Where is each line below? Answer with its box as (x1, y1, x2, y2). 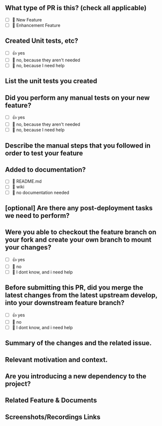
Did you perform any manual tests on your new (5, 94, 150, 102)
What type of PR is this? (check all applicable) (5, 4, 147, 12)
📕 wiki (12, 184, 24, 190)
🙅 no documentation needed (12, 190, 70, 195)
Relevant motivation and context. (5, 355, 108, 364)
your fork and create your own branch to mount (5, 236, 152, 244)
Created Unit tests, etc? (5, 37, 78, 45)
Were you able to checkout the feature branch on (5, 228, 157, 236)
